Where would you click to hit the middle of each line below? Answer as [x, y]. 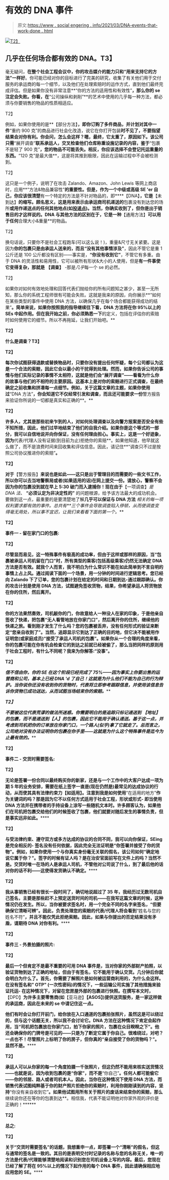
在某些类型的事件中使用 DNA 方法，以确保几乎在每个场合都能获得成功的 [79, 301]
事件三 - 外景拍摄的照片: [30, 944]
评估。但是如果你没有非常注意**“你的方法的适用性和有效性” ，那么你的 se [85, 90]
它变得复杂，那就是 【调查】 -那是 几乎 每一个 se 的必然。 [64, 267]
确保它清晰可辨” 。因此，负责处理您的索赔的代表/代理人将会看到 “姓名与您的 [83, 911]
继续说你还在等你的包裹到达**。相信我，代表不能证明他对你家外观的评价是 [82, 1098]
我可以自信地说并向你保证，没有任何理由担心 [60, 434]
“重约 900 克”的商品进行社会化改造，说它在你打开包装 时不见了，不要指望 [85, 130]
